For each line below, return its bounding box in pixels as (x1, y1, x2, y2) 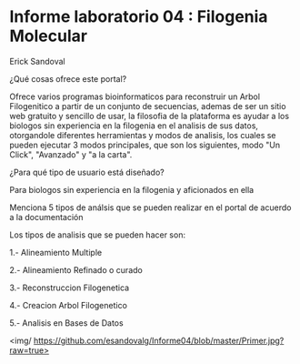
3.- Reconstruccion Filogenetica (9, 282, 130, 293)
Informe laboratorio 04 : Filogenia (9, 6, 268, 27)
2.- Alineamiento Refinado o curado (9, 264, 143, 275)
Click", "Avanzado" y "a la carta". (9, 148, 133, 160)
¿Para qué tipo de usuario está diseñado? (9, 167, 165, 177)
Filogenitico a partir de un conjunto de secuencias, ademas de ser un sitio (9, 100, 286, 111)
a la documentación (9, 211, 84, 222)
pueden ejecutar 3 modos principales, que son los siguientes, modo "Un (9, 139, 280, 150)
